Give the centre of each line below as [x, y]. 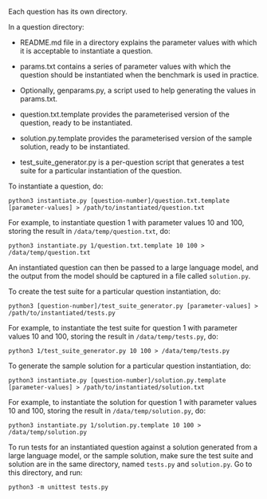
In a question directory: [47, 27]
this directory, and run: [45, 473]
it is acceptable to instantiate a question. [86, 51]
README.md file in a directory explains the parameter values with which [138, 42]
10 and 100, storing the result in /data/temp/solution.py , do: [107, 411]
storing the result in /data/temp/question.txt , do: [89, 231]
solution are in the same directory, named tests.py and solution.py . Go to [130, 464]
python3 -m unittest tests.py [59, 487]
